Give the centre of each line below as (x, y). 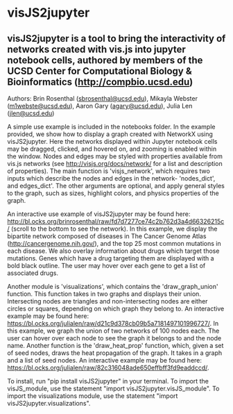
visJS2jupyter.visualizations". (49, 403)
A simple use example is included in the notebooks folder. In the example (111, 127)
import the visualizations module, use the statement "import (93, 396)
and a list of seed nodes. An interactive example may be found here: (105, 360)
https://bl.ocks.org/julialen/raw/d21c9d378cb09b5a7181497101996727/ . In (113, 323)
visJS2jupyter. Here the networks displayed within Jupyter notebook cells (112, 141)
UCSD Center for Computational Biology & (100, 71)
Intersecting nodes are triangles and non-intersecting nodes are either (107, 301)
